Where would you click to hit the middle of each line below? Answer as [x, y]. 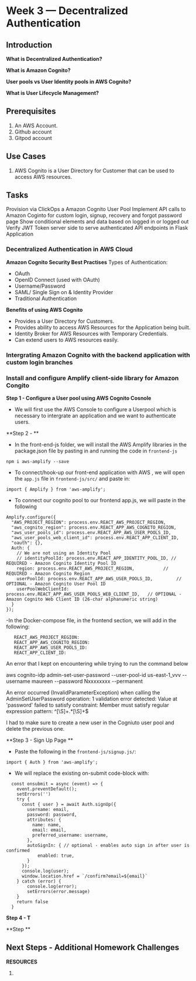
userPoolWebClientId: [43, 589]
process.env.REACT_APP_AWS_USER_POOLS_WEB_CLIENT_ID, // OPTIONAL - [94, 594]
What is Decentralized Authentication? [54, 59]
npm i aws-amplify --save [37, 461]
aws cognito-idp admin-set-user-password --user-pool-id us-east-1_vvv [94, 675]
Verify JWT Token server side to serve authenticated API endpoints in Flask [97, 228]
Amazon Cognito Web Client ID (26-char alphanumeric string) [82, 599]
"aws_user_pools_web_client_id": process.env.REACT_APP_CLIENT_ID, [95, 537]
